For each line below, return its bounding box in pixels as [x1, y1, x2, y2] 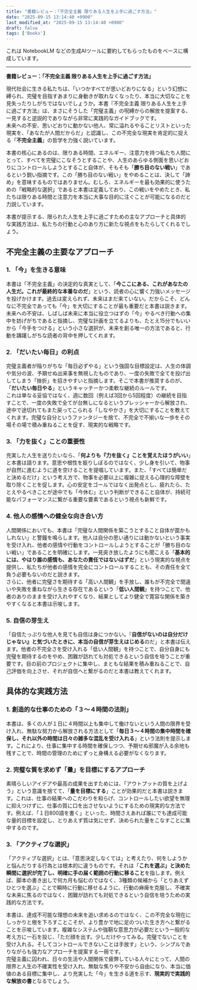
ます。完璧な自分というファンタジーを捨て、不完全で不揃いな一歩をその [16, 414, 191, 421]
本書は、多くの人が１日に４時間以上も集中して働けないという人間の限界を [6, 720, 186, 727]
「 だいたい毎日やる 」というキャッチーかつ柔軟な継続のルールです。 [6, 385, 170, 392]
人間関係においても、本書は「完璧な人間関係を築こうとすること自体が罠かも [6, 526, 191, 534]
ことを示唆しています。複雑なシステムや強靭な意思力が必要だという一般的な [6, 926, 191, 933]
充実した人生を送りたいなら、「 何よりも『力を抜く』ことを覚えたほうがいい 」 [6, 452, 191, 459]
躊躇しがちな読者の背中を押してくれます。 [16, 332, 118, 339]
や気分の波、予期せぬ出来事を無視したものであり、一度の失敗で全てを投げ [6, 370, 186, 377]
